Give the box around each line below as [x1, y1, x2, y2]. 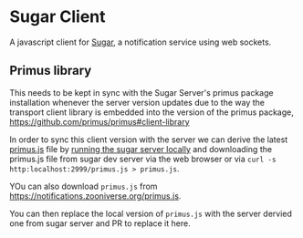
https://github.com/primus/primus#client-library [9, 116, 190, 127]
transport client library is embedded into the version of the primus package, [9, 107, 294, 118]
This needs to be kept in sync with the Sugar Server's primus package [9, 87, 274, 98]
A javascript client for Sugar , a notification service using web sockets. [9, 36, 272, 47]
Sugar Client [9, 6, 106, 27]
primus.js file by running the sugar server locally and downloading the [9, 143, 272, 154]
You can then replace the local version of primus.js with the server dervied [9, 208, 292, 219]
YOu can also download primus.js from [9, 181, 158, 191]
